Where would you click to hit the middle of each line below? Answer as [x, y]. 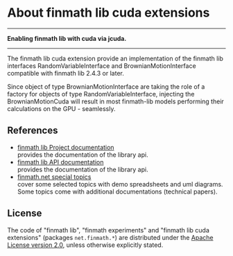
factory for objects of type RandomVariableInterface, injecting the [101, 94]
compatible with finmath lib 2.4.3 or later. [66, 73]
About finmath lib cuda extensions [109, 13]
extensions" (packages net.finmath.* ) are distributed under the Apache [110, 237]
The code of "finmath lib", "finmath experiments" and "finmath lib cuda [108, 230]
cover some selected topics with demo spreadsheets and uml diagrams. [120, 184]
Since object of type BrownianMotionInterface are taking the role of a [106, 86]
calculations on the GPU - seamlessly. [61, 108]
